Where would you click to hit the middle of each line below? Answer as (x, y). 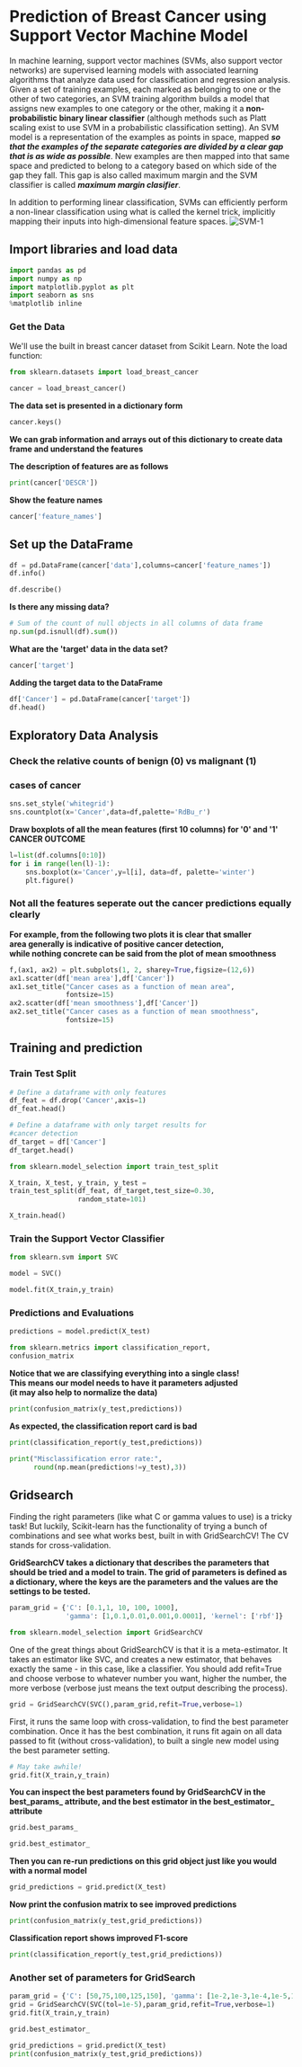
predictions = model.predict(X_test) (80, 1332)
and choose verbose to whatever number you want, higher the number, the (148, 1678)
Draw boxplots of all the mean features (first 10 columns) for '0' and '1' (144, 829)
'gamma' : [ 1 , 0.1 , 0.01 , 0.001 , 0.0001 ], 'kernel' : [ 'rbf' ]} (174, 1617)
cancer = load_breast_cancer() (68, 388)
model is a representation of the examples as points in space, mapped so (145, 137)
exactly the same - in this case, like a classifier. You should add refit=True (146, 1669)
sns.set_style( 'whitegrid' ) (62, 804)
